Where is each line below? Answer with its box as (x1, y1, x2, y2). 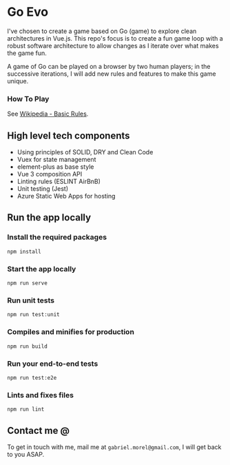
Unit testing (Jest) (17, 185, 69, 193)
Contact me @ (7, 424, 70, 436)
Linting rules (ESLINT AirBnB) (17, 177, 101, 186)
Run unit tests (7, 296, 55, 305)
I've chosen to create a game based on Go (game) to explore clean (7, 27, 197, 35)
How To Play (7, 94, 50, 103)
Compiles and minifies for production (7, 327, 134, 337)
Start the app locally (7, 264, 76, 273)
